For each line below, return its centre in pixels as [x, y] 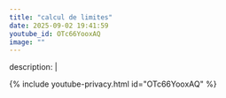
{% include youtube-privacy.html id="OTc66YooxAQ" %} [113, 84]
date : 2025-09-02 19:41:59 [59, 26]
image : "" [27, 42]
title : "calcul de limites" [61, 17]
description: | [33, 67]
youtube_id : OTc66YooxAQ [55, 34]
